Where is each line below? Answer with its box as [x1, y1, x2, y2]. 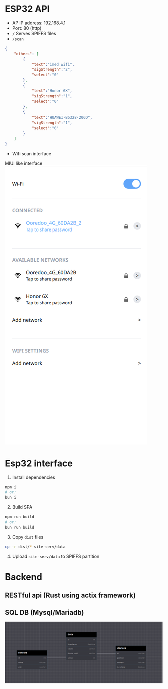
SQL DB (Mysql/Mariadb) [5, 608, 84, 617]
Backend [5, 571, 42, 583]
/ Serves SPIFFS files [12, 30, 56, 36]
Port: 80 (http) [12, 25, 42, 31]
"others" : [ [14, 51, 39, 56]
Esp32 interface [5, 457, 73, 469]
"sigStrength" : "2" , [31, 67, 72, 72]
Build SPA [12, 504, 33, 510]
